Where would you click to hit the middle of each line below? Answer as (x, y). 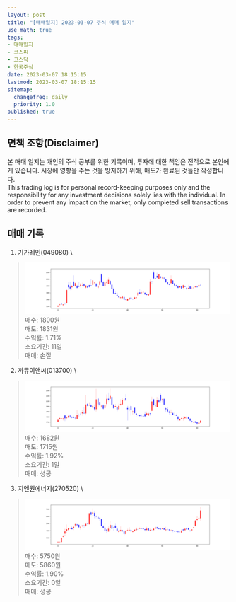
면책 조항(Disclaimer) (53, 143)
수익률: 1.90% (44, 574)
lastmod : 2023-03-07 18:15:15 (52, 82)
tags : (15, 37)
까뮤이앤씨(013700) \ (47, 370)
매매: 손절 (38, 355)
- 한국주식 (20, 67)
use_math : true (30, 30)
